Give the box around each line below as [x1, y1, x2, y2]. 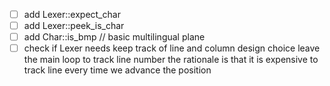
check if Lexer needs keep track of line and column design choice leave [23, 42, 321, 54]
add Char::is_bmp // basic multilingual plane [23, 31, 206, 43]
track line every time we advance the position [23, 64, 212, 76]
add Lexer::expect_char [23, 9, 121, 20]
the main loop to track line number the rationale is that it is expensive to [23, 54, 319, 66]
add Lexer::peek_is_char [23, 20, 125, 32]
